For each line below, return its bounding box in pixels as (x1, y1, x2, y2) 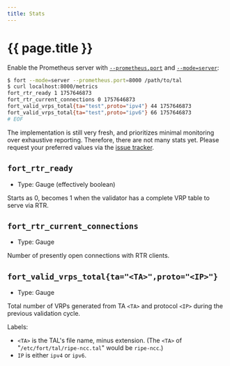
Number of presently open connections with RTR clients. (7, 252, 170, 260)
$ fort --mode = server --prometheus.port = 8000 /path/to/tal (7, 77, 183, 84)
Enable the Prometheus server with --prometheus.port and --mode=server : (7, 63, 220, 72)
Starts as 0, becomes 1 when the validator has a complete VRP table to (7, 193, 210, 202)
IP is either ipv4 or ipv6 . (17, 351, 87, 360)
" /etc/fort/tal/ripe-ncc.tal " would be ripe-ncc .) (17, 344, 164, 352)
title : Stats (7, 10, 45, 17)
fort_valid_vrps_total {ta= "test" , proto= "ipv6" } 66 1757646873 (7, 109, 192, 116)
